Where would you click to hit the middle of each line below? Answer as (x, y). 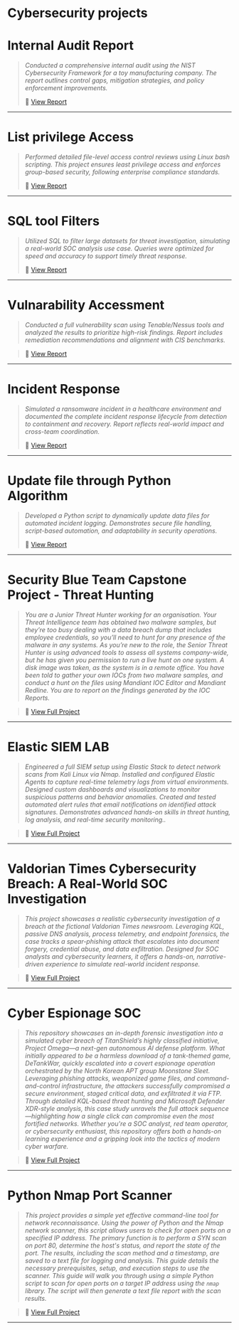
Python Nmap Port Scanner (90, 1195)
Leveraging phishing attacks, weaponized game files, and (110, 1078)
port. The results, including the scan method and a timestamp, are (122, 1252)
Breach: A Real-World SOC (88, 884)
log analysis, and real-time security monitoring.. (95, 819)
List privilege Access (70, 137)
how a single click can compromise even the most (141, 1116)
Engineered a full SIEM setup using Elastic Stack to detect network (123, 767)
